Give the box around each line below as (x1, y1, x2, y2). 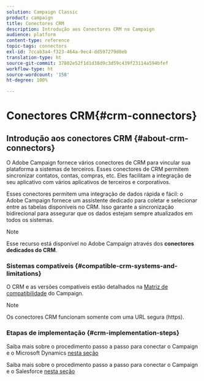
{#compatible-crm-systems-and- (75, 262, 178, 270)
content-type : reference (6, 37, 70, 43)
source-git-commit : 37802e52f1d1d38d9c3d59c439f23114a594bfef (6, 60, 168, 66)
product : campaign (6, 15, 53, 21)
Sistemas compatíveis (6, 262, 74, 270)
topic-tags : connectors (6, 43, 67, 50)
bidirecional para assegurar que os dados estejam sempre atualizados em (6, 210, 193, 217)
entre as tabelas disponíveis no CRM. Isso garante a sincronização (6, 203, 175, 211)
